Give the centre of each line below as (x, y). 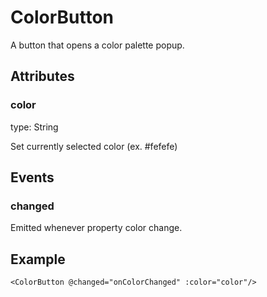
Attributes (42, 76)
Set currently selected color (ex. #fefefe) (94, 146)
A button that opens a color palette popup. (97, 45)
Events (32, 177)
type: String (34, 127)
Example (38, 259)
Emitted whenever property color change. (96, 228)
